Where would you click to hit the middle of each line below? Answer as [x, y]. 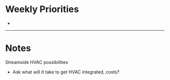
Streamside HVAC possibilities [37, 62]
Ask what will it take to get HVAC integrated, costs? [66, 72]
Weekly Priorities [42, 9]
